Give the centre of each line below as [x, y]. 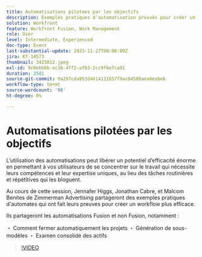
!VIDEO [30, 247]
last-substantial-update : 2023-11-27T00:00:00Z [67, 51]
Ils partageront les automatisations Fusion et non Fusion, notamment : [93, 215]
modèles [17, 235]
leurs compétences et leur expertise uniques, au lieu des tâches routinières [100, 173]
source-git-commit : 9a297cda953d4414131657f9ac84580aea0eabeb [86, 79]
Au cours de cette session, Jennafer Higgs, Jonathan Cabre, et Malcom [95, 191]
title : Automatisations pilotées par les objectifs [72, 12]
